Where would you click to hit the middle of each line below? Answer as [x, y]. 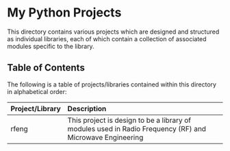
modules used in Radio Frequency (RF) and [137, 128]
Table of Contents [46, 68]
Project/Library [36, 108]
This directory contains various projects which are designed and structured [113, 32]
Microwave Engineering [105, 137]
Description [87, 108]
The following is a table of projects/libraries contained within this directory [112, 84]
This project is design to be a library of [129, 120]
